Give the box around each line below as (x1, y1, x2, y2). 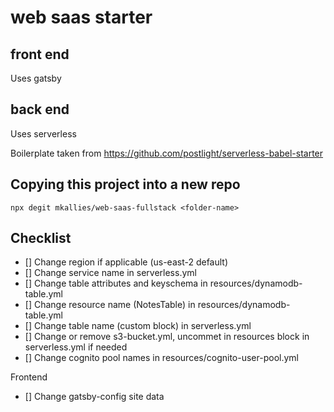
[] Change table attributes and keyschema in (24, 277, 208, 290)
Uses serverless (10, 127, 77, 140)
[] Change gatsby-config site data (24, 391, 165, 403)
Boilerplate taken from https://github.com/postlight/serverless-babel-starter (10, 147, 324, 159)
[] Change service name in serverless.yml (24, 267, 197, 279)
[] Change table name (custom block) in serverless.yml (24, 320, 252, 332)
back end (10, 101, 70, 118)
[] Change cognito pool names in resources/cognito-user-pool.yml (24, 352, 299, 364)
